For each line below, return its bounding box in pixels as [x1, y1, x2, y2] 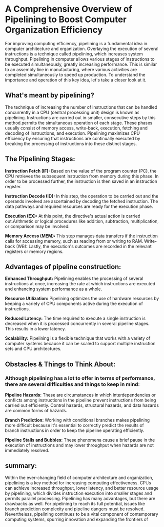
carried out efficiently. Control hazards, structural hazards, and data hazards [5, 402, 159, 408]
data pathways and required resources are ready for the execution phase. [5, 203, 153, 209]
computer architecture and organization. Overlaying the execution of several [5, 46, 159, 51]
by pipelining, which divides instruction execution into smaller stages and [5, 490, 152, 496]
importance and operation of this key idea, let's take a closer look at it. [5, 77, 146, 83]
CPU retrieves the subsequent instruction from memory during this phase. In [5, 173, 159, 179]
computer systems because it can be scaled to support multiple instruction [5, 341, 156, 347]
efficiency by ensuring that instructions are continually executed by [5, 135, 141, 141]
